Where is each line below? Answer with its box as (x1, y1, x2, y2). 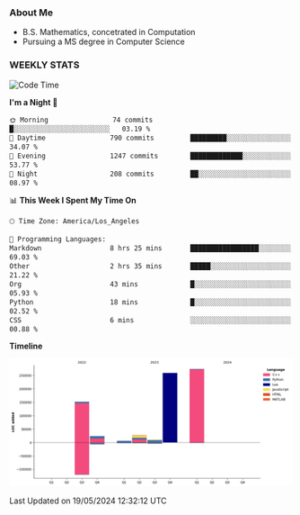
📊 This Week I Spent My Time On (9, 194, 137, 205)
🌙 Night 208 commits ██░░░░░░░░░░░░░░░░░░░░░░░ (9, 169, 292, 178)
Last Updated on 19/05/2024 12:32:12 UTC (9, 495, 168, 506)
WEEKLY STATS (9, 59, 80, 71)
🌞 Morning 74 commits (9, 115, 154, 124)
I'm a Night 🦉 (9, 96, 58, 107)
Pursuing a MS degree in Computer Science (22, 36, 186, 47)
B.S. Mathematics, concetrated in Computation (22, 27, 196, 38)
